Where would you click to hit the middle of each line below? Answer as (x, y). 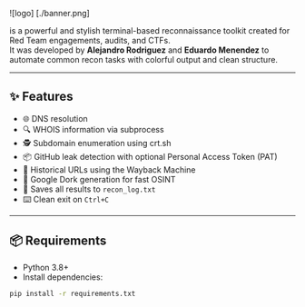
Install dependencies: (63, 277)
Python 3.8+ (46, 267)
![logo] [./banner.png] (50, 13)
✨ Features (41, 97)
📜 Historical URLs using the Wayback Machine (109, 169)
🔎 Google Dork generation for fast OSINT (99, 179)
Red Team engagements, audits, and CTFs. (90, 40)
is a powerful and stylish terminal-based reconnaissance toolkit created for (150, 30)
